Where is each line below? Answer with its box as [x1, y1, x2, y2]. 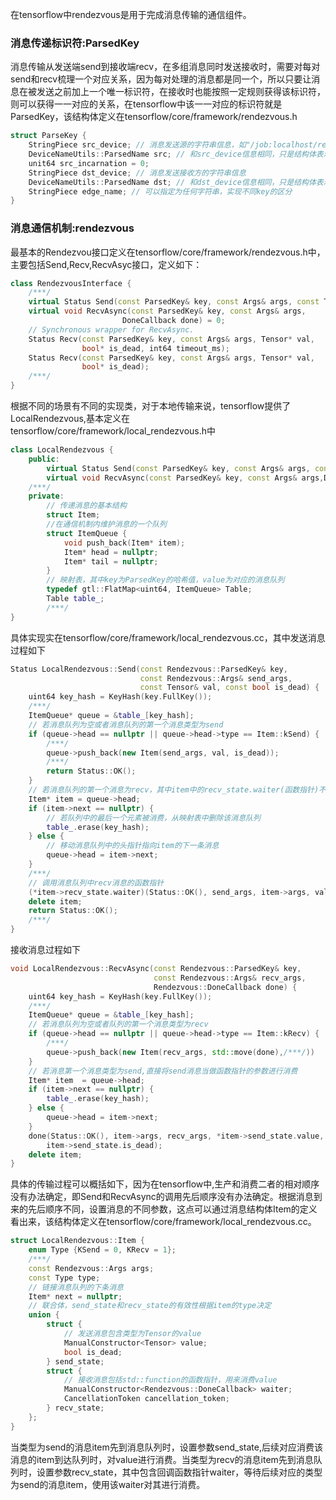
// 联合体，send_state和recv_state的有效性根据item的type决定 [28, 1301, 272, 1311]
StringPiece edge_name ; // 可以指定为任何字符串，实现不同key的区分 [28, 186, 293, 197]
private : [28, 491, 65, 502]
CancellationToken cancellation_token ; [63, 1394, 230, 1404]
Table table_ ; [46, 594, 105, 604]
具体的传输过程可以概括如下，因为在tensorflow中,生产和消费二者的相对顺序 [10, 1178, 320, 1190]
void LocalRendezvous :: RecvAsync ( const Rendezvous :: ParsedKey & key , [10, 964, 302, 974]
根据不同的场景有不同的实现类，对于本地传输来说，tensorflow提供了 [10, 400, 292, 412]
